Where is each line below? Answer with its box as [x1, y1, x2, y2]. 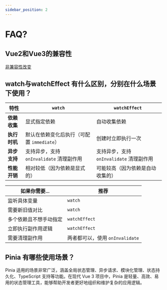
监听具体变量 [7, 197, 38, 204]
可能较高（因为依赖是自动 [96, 165, 157, 172]
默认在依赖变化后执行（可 [25, 131, 85, 138]
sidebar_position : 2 [5, 7, 48, 12]
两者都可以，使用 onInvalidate [67, 234, 139, 241]
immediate [31, 140, 55, 145]
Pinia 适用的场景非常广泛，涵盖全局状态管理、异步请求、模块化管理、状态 [5, 267, 156, 273]
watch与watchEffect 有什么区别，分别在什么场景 [5, 80, 157, 88]
